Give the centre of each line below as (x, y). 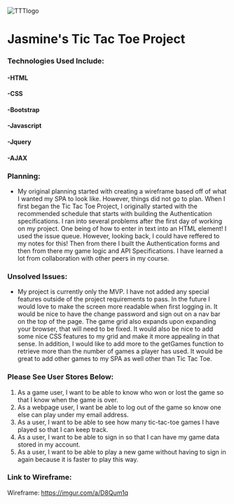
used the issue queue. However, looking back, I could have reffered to (118, 236)
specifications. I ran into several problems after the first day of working (120, 221)
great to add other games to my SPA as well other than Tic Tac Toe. (115, 359)
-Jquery (19, 142)
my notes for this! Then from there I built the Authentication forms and (118, 243)
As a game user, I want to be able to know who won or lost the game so (121, 392)
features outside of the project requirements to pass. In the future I (113, 299)
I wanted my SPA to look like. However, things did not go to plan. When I (121, 198)
